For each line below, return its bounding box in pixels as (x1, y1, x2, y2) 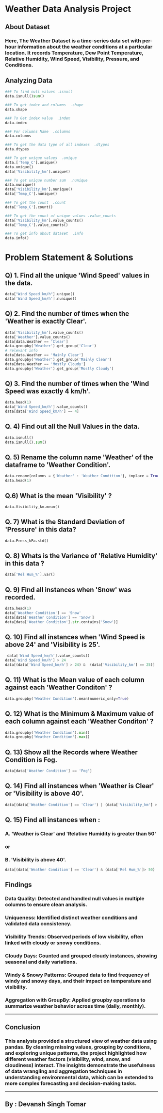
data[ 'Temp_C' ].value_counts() (5, 222, 68, 227)
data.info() (5, 236, 29, 241)
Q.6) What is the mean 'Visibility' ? (5, 491, 112, 500)
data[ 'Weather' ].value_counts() (5, 335, 70, 339)
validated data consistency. (5, 920, 72, 927)
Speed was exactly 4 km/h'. (5, 387, 91, 396)
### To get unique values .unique (5, 156, 77, 161)
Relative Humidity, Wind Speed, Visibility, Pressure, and (5, 55, 140, 62)
